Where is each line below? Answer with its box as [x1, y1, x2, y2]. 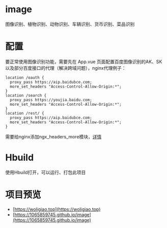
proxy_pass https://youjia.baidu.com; [10, 97, 93, 102]
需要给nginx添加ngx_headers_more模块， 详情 [5, 133, 102, 139]
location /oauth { [5, 75, 44, 80]
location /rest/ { [5, 110, 44, 116]
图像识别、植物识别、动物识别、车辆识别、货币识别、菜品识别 [5, 21, 135, 27]
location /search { [5, 93, 47, 98]
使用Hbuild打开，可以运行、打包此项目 [5, 169, 86, 175]
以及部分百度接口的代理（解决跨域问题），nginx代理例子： [5, 65, 126, 71]
